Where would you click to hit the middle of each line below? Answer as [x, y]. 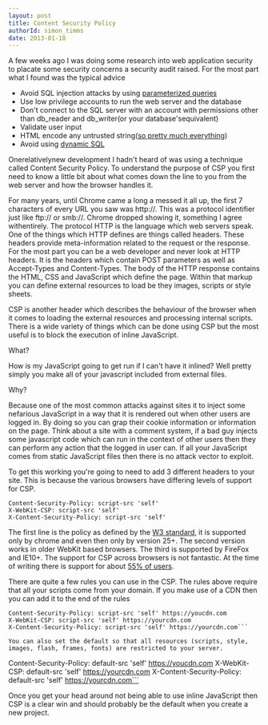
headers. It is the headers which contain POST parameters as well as [122, 260]
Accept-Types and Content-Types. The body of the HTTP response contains [134, 269]
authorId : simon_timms [46, 30]
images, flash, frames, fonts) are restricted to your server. [116, 648]
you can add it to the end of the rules [69, 599]
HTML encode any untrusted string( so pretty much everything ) [124, 136]
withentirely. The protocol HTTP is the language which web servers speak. [131, 226]
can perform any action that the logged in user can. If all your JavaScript [128, 448]
